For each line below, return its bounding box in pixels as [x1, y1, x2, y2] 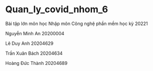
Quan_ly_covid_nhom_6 [5, 4, 108, 15]
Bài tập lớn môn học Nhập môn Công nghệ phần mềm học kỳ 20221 [5, 20, 148, 27]
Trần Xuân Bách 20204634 [5, 50, 63, 56]
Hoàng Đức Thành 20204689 [5, 60, 68, 66]
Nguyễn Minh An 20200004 [5, 30, 65, 36]
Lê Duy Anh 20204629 [5, 40, 54, 46]
